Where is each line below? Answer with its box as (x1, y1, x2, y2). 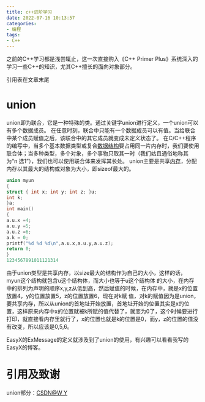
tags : (6, 32, 20, 38)
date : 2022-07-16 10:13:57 (6, 15, 75, 21)
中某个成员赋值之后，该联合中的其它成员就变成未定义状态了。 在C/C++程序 (6, 134, 196, 141)
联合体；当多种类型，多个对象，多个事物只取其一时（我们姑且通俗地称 (6, 149, 184, 157)
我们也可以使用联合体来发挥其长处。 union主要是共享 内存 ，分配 (36, 157, 197, 165)
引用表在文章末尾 (6, 76, 50, 83)
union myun (6, 177, 34, 183)
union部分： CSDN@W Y (6, 389, 68, 396)
